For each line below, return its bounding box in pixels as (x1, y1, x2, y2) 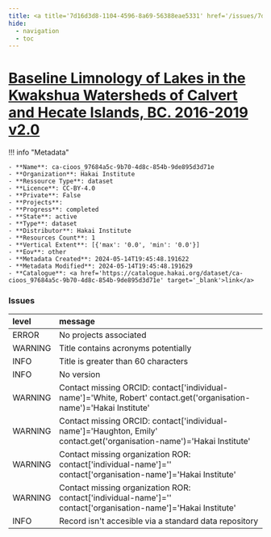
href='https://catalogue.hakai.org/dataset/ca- (80, 269, 244, 277)
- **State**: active (8, 213, 78, 221)
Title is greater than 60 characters (59, 356, 188, 367)
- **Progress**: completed (8, 205, 99, 214)
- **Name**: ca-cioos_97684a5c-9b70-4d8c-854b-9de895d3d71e (8, 163, 215, 171)
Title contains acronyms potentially (59, 343, 192, 354)
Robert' (119, 392, 148, 404)
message (59, 316, 95, 328)
